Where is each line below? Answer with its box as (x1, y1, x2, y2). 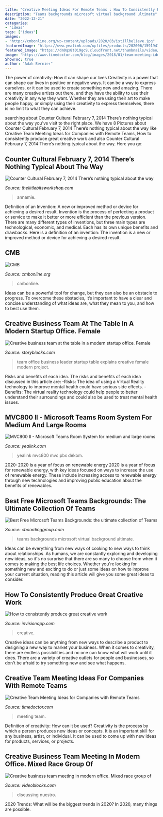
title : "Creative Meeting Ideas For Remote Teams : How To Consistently (5, 7, 155, 12)
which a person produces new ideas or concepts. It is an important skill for (5, 728, 154, 734)
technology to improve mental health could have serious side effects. (5, 383, 143, 389)
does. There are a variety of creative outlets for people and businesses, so (5, 655, 154, 661)
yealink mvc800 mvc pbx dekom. (16, 452, 83, 458)
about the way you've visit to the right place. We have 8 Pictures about (5, 120, 147, 126)
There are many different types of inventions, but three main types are (5, 219, 146, 225)
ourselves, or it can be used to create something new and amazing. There (5, 85, 153, 91)
